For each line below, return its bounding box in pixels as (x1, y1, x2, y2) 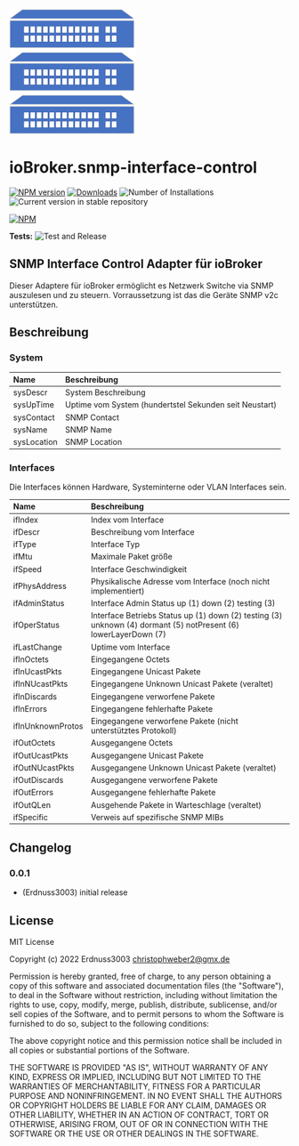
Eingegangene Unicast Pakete (90, 666, 201, 677)
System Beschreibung (65, 387, 146, 398)
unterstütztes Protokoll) (90, 725, 177, 736)
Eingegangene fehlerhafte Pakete (90, 703, 214, 714)
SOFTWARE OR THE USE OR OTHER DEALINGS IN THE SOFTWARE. (9, 1128, 259, 1139)
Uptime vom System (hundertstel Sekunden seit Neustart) (65, 399, 278, 410)
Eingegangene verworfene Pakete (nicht (90, 716, 238, 727)
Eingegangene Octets (90, 654, 171, 665)
